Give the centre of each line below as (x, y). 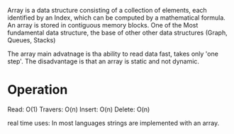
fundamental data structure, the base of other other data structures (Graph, (118, 32)
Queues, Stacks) (32, 40)
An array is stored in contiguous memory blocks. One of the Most (103, 25)
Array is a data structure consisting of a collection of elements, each (107, 10)
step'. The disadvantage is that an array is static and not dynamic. (104, 61)
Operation (38, 90)
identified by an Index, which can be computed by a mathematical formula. (116, 18)
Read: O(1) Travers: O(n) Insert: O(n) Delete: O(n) (79, 109)
